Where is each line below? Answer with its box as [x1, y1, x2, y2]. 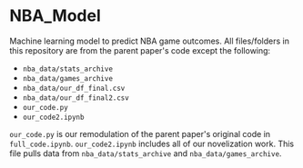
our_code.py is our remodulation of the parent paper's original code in [9, 128, 271, 139]
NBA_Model [9, 5, 102, 26]
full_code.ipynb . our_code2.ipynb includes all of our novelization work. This [9, 138, 295, 149]
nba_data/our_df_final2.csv [22, 93, 129, 103]
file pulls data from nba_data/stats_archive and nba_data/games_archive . [9, 147, 282, 159]
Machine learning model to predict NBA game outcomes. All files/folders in [9, 35, 289, 46]
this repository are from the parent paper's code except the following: [9, 44, 271, 55]
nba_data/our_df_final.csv [22, 84, 126, 93]
